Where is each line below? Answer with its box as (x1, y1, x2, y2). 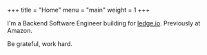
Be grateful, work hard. (7, 40, 72, 47)
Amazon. (7, 27, 33, 34)
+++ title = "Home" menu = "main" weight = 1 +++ (7, 6, 150, 14)
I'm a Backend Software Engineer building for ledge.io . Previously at (7, 19, 201, 27)
